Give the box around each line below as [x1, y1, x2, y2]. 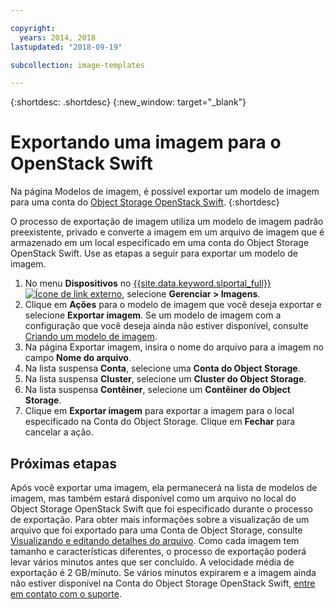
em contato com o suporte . [10, 588, 123, 600]
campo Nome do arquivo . [24, 352, 132, 364]
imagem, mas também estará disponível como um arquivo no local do [10, 492, 297, 504]
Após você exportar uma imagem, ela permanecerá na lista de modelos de [10, 482, 318, 493]
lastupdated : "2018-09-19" [10, 42, 123, 52]
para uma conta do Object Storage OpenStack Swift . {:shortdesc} [10, 196, 280, 208]
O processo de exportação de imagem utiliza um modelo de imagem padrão [10, 216, 324, 228]
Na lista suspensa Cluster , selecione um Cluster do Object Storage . [24, 373, 307, 385]
